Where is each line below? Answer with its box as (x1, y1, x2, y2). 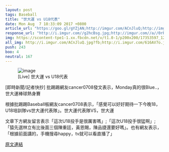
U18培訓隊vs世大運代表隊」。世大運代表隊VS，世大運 (5, 107, 114, 113)
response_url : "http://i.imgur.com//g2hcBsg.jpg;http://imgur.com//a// (5, 31, 158, 36)
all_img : (5, 40, 24, 45)
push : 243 (5, 45, 26, 50)
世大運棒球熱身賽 (5, 91, 41, 97)
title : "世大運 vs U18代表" (5, 17, 60, 22)
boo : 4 (5, 49, 19, 54)
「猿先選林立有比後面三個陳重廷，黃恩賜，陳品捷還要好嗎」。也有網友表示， (5, 124, 162, 130)
